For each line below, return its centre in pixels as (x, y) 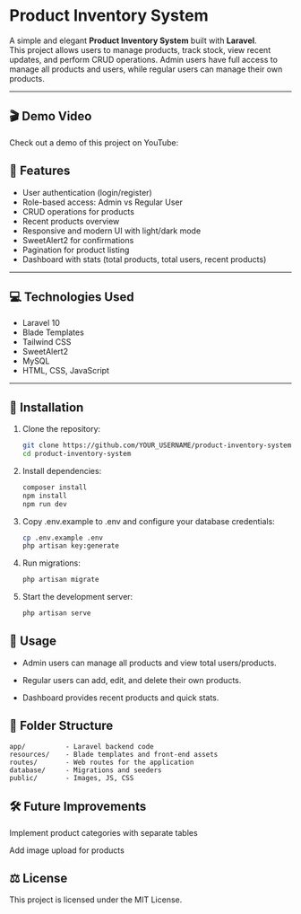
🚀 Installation (47, 407)
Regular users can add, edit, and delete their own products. (132, 680)
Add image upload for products (67, 850)
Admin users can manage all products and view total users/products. (149, 663)
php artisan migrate (60, 580)
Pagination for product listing (76, 250)
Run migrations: (51, 563)
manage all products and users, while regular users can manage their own (146, 69)
